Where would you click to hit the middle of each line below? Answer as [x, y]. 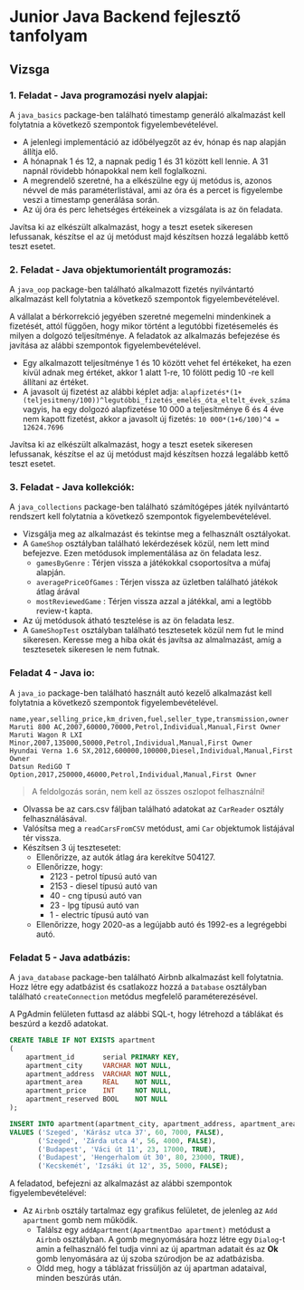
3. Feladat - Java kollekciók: [72, 487]
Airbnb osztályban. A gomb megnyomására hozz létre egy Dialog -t [161, 1239]
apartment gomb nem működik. [80, 1220]
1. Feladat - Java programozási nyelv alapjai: [109, 95]
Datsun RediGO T [40, 766]
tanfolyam [49, 36]
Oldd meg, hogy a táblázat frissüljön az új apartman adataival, [151, 1268]
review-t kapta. [64, 611]
